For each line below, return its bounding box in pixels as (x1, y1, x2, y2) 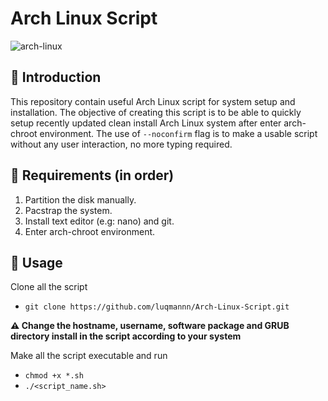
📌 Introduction (10, 69, 102, 86)
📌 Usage (10, 254, 63, 271)
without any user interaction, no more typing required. (10, 138, 233, 150)
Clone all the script (10, 281, 88, 293)
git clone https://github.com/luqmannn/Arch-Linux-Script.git (24, 302, 290, 312)
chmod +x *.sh (24, 371, 84, 381)
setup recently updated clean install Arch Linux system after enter (10, 117, 282, 129)
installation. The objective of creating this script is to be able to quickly (10, 106, 302, 118)
